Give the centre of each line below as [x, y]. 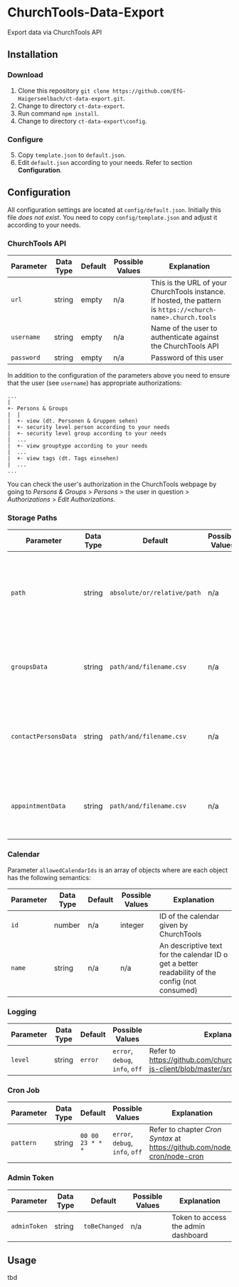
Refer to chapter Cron [185, 1130]
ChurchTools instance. [188, 292]
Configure [25, 139]
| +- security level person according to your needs [89, 428]
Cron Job [24, 1090]
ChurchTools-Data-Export [86, 12]
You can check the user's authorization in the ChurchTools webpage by [112, 484]
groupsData [29, 667]
